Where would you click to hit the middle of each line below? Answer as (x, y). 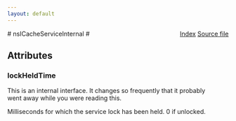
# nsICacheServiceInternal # (48, 34)
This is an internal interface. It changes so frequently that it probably (106, 91)
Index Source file (204, 34)
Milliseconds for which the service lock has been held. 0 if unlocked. (106, 112)
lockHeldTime (32, 76)
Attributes (30, 56)
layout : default (31, 14)
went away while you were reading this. (64, 98)
